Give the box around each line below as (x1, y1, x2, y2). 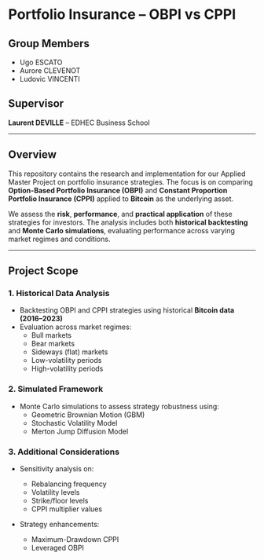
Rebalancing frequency (31, 479, 108, 489)
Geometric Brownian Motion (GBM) (31, 410, 145, 419)
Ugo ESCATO (19, 57, 63, 67)
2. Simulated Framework (8, 383, 104, 394)
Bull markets (31, 331, 72, 340)
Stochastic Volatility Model (31, 418, 118, 427)
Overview (8, 148, 57, 162)
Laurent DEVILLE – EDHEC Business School (8, 118, 151, 127)
